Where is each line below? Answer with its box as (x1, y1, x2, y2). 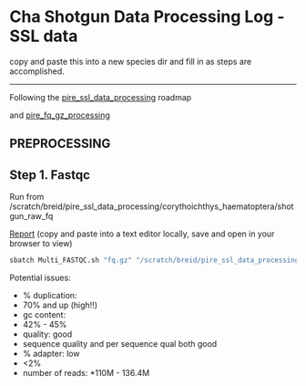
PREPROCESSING (9, 136, 111, 151)
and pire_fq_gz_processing (9, 110, 111, 120)
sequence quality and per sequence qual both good (22, 339, 218, 349)
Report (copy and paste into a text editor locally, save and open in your (9, 228, 275, 239)
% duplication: (22, 290, 77, 301)
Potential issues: (9, 272, 71, 284)
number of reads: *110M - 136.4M (22, 368, 150, 379)
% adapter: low (22, 349, 80, 360)
